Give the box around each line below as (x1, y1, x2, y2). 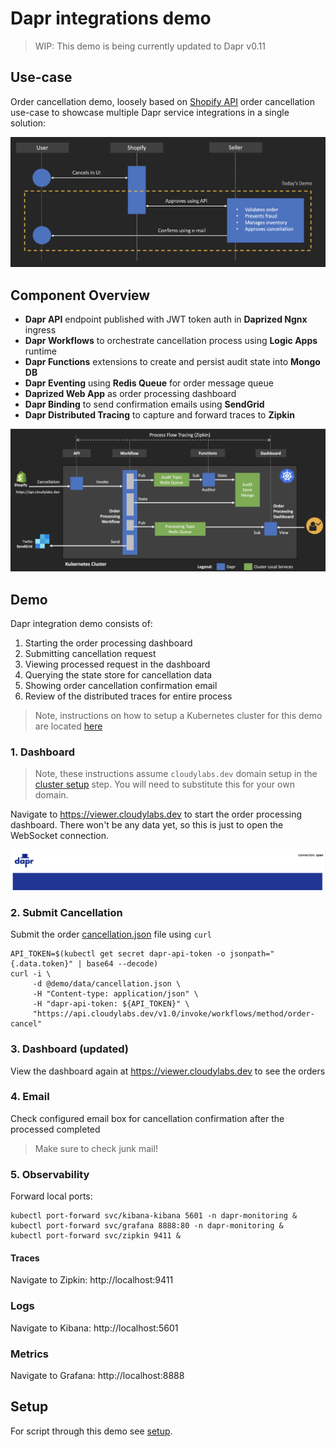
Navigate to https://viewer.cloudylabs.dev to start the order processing (10, 808, 303, 821)
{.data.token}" (10, 959, 74, 969)
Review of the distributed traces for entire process (24, 690, 233, 702)
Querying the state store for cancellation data (24, 669, 213, 681)
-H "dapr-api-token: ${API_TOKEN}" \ (32, 999, 190, 1009)
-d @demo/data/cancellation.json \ (32, 979, 182, 989)
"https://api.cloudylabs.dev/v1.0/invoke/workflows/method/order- (32, 1009, 315, 1019)
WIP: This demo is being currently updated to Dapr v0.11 (34, 40, 266, 52)
